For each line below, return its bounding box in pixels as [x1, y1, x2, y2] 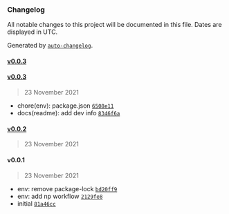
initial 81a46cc [17, 199, 57, 208]
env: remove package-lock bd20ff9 [17, 184, 118, 193]
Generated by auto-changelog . [7, 41, 93, 50]
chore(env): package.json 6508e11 [17, 101, 114, 110]
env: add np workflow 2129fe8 [17, 192, 103, 200]
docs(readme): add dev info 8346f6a [17, 109, 120, 117]
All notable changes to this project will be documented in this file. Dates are [7, 21, 223, 29]
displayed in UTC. [7, 28, 58, 36]
